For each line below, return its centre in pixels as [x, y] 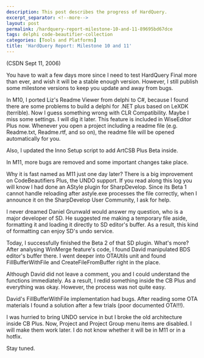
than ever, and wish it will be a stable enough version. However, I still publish [102, 81]
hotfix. [14, 336]
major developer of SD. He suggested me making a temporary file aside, [97, 218]
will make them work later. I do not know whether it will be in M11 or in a [96, 330]
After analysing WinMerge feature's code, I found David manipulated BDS [98, 249]
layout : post [23, 23]
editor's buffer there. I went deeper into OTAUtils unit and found [86, 256]
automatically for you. [33, 138]
